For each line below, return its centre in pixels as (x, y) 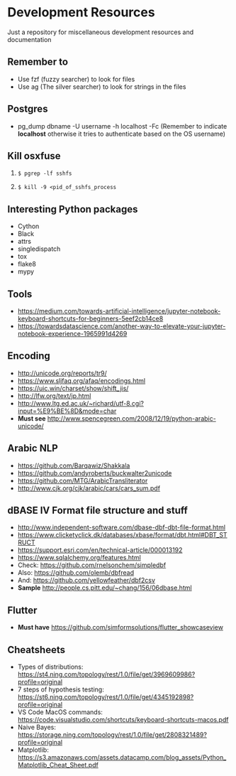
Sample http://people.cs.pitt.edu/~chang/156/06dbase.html (105, 588)
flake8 (27, 264)
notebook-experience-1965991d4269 (72, 334)
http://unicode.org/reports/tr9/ (62, 373)
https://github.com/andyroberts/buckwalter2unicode (95, 473)
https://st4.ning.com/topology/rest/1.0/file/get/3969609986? (106, 674)
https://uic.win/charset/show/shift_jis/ (73, 388)
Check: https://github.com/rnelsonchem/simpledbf (92, 565)
